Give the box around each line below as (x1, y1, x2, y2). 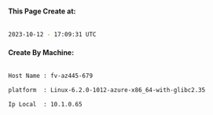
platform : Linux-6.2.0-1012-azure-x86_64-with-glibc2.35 (8, 87, 206, 95)
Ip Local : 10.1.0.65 (8, 101, 83, 109)
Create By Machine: (8, 47, 75, 57)
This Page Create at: (8, 6, 76, 16)
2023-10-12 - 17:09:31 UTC (8, 31, 97, 39)
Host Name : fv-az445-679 (8, 72, 93, 80)
